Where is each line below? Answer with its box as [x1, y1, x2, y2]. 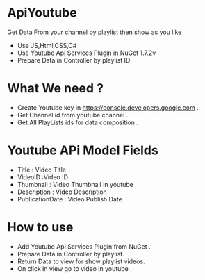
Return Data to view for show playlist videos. [17, 257, 145, 265]
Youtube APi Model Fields [7, 142, 158, 158]
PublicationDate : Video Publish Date [17, 195, 123, 203]
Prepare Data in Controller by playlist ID [17, 56, 131, 64]
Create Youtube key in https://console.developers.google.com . [17, 103, 199, 112]
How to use [7, 220, 74, 235]
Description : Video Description [17, 188, 108, 196]
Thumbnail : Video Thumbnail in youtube [17, 180, 133, 188]
